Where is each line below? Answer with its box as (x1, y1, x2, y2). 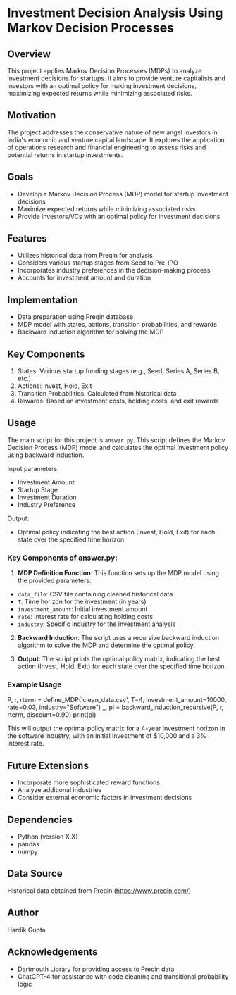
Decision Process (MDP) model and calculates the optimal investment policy (7, 443, 229, 451)
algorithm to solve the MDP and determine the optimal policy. (17, 641, 195, 649)
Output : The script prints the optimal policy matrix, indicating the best (17, 655, 221, 663)
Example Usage (7, 680, 62, 689)
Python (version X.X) (17, 832, 79, 841)
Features (7, 232, 47, 244)
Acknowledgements (7, 946, 98, 958)
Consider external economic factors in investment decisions (17, 794, 192, 802)
